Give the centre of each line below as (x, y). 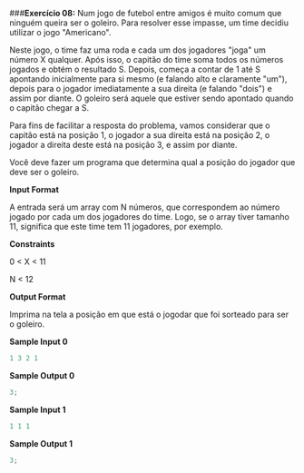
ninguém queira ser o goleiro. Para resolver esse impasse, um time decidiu (149, 23)
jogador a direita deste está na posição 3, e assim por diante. (123, 145)
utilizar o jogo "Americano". (60, 32)
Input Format (34, 189)
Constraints (32, 244)
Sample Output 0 (42, 375)
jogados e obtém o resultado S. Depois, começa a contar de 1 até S (135, 69)
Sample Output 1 (41, 443)
